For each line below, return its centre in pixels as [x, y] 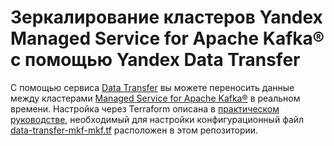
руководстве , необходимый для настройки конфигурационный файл [157, 119]
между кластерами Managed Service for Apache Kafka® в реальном [155, 98]
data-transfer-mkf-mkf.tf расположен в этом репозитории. [134, 130]
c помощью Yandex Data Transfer [155, 60]
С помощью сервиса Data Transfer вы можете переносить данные [152, 87]
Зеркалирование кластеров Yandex [166, 17]
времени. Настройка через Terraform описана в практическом [145, 108]
